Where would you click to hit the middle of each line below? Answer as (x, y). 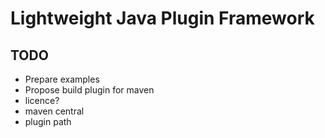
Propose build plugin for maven (89, 90)
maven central (54, 111)
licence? (42, 100)
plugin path (48, 121)
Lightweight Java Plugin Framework (162, 18)
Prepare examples (62, 79)
